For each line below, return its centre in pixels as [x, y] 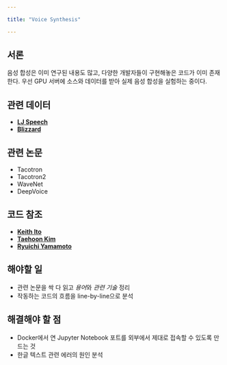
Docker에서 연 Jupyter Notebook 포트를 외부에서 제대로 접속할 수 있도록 [115, 338]
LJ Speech [32, 122]
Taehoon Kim [36, 239]
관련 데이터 [29, 105]
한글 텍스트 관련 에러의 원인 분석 [60, 355]
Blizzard [29, 129]
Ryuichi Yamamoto [44, 246]
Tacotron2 [31, 177]
